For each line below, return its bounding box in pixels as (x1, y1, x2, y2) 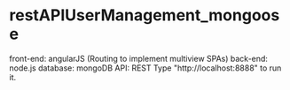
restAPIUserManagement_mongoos (9, 5, 280, 26)
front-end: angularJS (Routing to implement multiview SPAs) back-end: (9, 53, 269, 64)
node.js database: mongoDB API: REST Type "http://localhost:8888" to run (9, 63, 282, 73)
